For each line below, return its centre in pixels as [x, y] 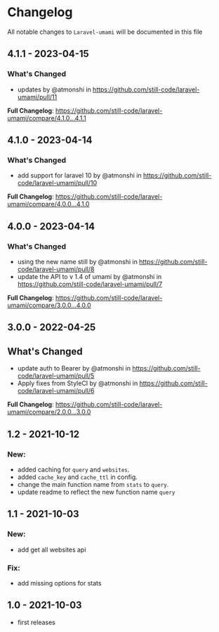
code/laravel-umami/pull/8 [56, 269]
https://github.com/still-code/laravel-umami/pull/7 [90, 284]
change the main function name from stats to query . [93, 484]
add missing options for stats [59, 583]
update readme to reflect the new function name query [96, 492]
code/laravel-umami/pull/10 [57, 183]
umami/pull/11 [37, 97]
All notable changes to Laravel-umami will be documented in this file [105, 32]
